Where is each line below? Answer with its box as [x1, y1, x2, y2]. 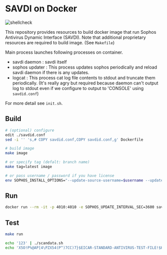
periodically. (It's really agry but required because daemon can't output [12, 80, 159, 86]
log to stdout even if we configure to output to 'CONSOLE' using [12, 85, 144, 91]
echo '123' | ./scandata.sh [5, 241, 64, 246]
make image [5, 151, 28, 156]
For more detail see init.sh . [5, 100, 63, 106]
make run [5, 232, 23, 237]
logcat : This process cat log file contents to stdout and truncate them [12, 75, 156, 81]
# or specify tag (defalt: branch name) [5, 160, 90, 165]
